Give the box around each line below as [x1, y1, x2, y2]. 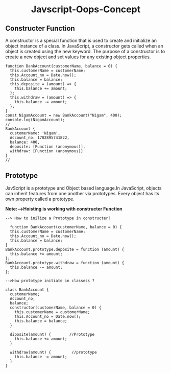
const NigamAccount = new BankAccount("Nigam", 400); [5, 113, 123, 118]
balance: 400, [10, 139, 40, 145]
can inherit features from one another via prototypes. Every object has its [5, 190, 160, 196]
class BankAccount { [5, 287, 50, 292]
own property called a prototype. [5, 196, 75, 202]
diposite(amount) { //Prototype [10, 332, 95, 337]
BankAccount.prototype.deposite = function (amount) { [5, 247, 125, 252]
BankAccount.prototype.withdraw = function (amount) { [5, 260, 125, 265]
